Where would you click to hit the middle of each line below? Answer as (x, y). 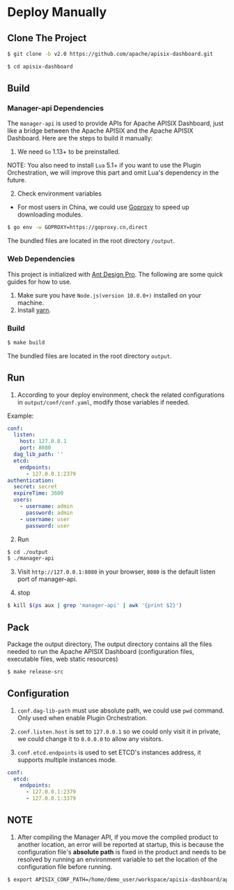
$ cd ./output (28, 552)
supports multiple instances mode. (67, 759)
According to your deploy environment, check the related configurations (121, 395)
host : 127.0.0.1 (44, 442)
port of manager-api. (47, 579)
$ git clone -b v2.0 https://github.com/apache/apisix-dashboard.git (110, 54)
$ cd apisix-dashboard (40, 66)
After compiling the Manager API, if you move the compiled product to (118, 837)
